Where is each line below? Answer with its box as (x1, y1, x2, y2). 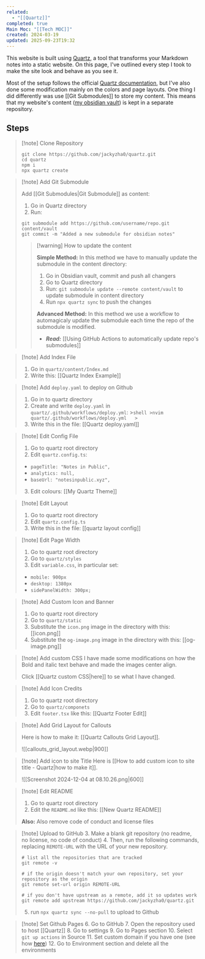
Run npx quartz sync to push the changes (45, 298, 152, 306)
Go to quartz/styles (30, 555, 82, 562)
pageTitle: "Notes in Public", (30, 464, 111, 470)
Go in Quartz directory (30, 202, 87, 209)
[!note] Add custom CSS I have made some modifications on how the (21, 654, 196, 661)
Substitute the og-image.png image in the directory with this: (30, 636, 182, 643)
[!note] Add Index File (21, 353, 76, 361)
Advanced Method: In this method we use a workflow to (36, 310, 180, 317)
